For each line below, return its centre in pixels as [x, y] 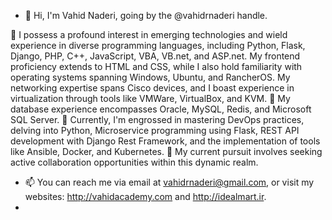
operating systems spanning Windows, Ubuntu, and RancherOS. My [150, 77]
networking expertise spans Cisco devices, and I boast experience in [152, 88]
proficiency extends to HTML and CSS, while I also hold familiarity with [156, 66]
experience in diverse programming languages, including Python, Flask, [158, 45]
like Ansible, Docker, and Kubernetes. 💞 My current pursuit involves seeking [166, 151]
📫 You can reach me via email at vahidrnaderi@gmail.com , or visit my [169, 182]
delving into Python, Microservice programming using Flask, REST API [155, 130]
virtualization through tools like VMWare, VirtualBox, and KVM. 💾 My [150, 98]
